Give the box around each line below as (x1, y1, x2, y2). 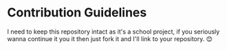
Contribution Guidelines (7, 5, 147, 21)
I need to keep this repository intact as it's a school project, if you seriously (7, 27, 220, 36)
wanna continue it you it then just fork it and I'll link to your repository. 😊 (7, 34, 213, 42)
